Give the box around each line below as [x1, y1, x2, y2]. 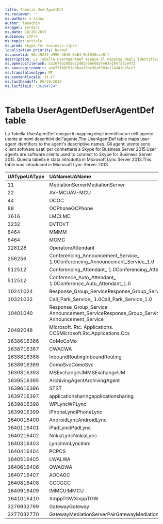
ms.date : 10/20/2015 [5, 30, 47, 34]
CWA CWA [49, 346, 72, 352]
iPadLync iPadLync [49, 425, 91, 431]
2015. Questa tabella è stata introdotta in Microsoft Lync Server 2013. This [5, 157, 151, 162]
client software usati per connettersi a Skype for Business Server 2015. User [5, 146, 156, 152]
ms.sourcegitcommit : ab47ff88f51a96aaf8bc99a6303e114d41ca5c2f [5, 66, 136, 71]
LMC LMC [49, 213, 71, 220]
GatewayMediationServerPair [49, 511, 116, 518]
